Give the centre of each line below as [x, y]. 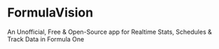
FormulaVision [50, 13]
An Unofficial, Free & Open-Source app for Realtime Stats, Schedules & [109, 32]
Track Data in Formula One [46, 39]
